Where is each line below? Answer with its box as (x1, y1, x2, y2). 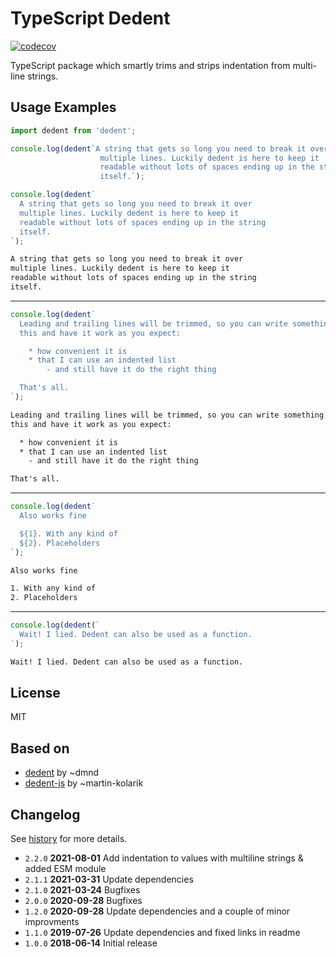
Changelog (10, 806, 81, 823)
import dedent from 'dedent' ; (10, 125, 137, 136)
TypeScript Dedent (10, 7, 171, 30)
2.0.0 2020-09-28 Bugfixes (24, 895, 143, 907)
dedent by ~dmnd (24, 767, 100, 779)
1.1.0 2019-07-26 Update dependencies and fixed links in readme (24, 927, 301, 939)
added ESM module (24, 863, 107, 875)
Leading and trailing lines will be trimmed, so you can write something (10, 410, 325, 420)
